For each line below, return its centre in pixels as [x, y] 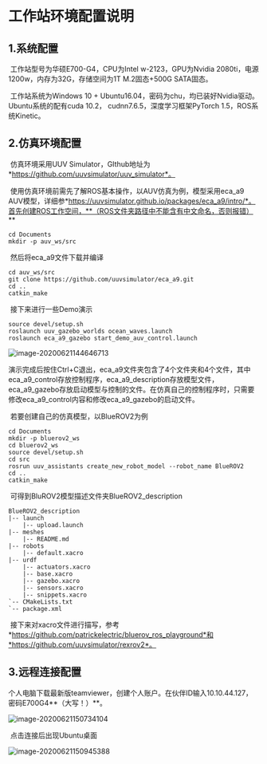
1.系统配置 [33, 48]
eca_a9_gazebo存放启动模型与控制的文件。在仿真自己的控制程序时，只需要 [132, 389]
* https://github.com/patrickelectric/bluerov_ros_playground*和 [111, 634]
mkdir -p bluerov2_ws [44, 438]
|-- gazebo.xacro [51, 581]
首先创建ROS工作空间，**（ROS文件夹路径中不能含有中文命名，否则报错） [131, 211]
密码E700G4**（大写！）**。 [58, 703]
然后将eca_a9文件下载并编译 [57, 257]
